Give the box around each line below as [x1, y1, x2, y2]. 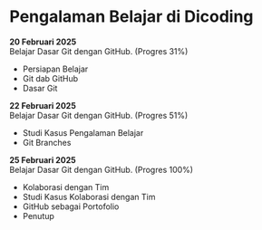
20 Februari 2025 [9, 36, 77, 47]
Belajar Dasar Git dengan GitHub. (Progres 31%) [9, 45, 189, 56]
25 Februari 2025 [9, 154, 77, 165]
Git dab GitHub [22, 72, 79, 83]
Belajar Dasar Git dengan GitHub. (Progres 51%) [9, 110, 189, 120]
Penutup [22, 210, 54, 221]
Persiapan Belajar [22, 63, 89, 74]
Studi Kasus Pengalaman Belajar [22, 127, 144, 138]
